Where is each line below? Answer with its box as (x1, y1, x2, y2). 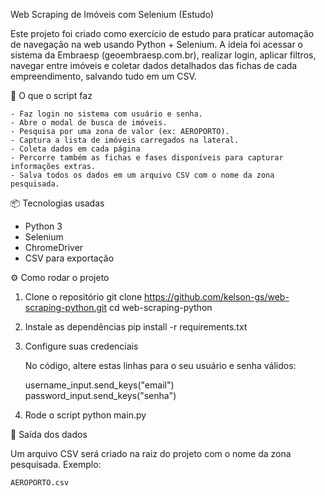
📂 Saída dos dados (10, 429, 88, 440)
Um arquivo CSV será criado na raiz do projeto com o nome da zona (10, 448, 292, 459)
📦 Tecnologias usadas (10, 197, 105, 209)
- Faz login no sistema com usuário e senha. (10, 109, 203, 119)
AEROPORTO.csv (10, 478, 70, 488)
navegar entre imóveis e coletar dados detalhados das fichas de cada (10, 60, 298, 71)
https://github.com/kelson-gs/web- (144, 291, 290, 303)
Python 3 (24, 220, 63, 232)
